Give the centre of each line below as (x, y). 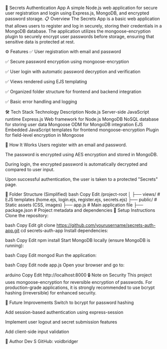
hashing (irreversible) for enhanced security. (51, 293)
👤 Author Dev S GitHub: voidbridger (42, 341)
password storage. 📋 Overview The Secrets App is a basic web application (83, 19)
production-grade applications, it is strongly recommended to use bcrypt (80, 287)
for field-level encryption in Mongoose (45, 135)
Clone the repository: (27, 216)
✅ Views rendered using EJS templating (46, 82)
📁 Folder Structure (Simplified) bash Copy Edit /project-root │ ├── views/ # (83, 194)
